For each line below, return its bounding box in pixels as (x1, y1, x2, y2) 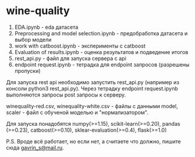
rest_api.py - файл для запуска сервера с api (14, 55, 126, 62)
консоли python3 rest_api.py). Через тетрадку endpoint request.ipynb (6, 85, 178, 92)
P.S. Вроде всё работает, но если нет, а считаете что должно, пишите (6, 138, 181, 145)
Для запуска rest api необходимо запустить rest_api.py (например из (6, 78, 180, 86)
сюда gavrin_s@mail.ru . (6, 144, 65, 151)
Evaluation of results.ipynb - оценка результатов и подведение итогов (14, 48, 189, 55)
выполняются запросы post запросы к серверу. (6, 91, 126, 98)
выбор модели (14, 36, 52, 43)
